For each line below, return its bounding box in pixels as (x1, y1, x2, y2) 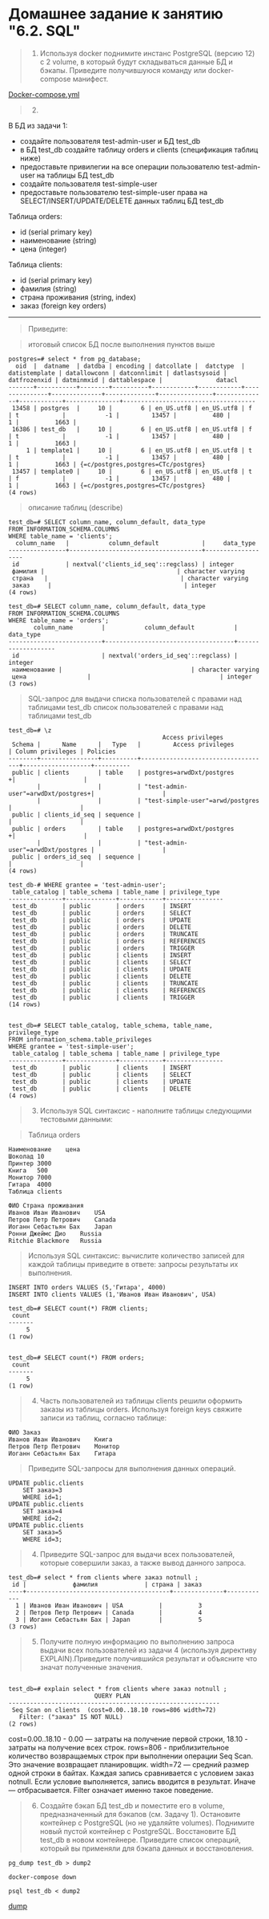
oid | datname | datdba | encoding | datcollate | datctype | (15, 362, 246, 370)
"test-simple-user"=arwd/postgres (144, 797, 260, 805)
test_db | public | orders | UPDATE (11, 916, 192, 924)
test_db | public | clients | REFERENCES (11, 986, 206, 994)
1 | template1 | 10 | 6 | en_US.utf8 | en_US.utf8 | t (26, 446, 252, 454)
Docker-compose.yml (8, 89, 80, 99)
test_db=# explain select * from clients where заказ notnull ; (8, 1685, 227, 1693)
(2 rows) (8, 1720, 38, 1728)
